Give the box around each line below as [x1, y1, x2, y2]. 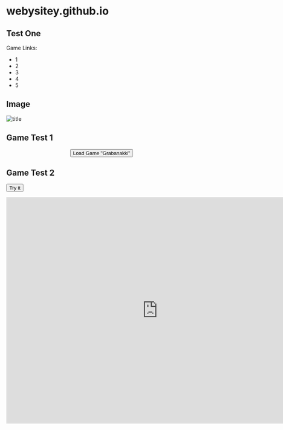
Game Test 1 [6, 133, 53, 143]
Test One [6, 28, 41, 39]
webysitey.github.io [6, 4, 109, 18]
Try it [9, 185, 21, 191]
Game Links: [6, 44, 37, 51]
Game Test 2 [6, 168, 55, 178]
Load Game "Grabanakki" [73, 150, 131, 156]
